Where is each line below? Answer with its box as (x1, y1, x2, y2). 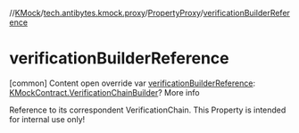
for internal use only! (9, 113, 86, 124)
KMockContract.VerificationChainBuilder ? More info (9, 87, 200, 97)
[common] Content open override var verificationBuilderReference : (9, 78, 256, 88)
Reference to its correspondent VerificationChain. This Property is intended (9, 104, 287, 115)
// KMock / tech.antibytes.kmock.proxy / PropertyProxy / (9, 8, 203, 18)
